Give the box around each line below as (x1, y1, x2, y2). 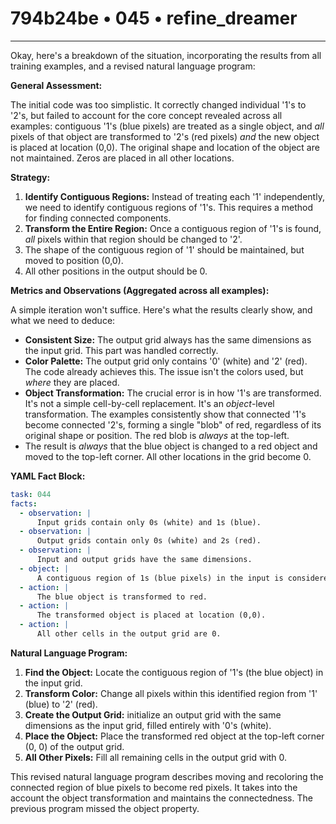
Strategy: (10, 171, 51, 183)
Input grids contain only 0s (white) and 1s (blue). (36, 517, 262, 527)
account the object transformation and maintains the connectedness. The (10, 792, 313, 804)
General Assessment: (10, 79, 103, 91)
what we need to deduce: (10, 314, 116, 326)
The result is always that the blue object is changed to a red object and (24, 440, 318, 452)
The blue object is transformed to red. (36, 592, 208, 602)
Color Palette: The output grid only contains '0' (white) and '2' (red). (24, 355, 308, 367)
